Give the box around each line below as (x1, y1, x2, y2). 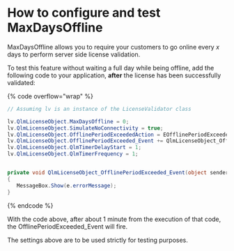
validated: (7, 78, 36, 86)
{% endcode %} (7, 201, 54, 210)
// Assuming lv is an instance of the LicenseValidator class (7, 105, 192, 112)
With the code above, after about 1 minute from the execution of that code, (7, 215, 221, 223)
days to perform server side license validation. (7, 50, 141, 59)
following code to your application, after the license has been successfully (7, 71, 221, 79)
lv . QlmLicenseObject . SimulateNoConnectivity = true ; (7, 124, 164, 132)
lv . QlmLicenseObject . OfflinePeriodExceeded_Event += (7, 137, 164, 144)
